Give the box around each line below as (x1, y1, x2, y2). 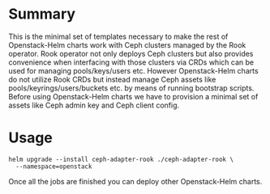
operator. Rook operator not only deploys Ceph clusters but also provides (8, 48, 254, 58)
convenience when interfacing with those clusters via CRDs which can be (8, 57, 254, 67)
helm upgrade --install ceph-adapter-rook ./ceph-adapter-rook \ (8, 155, 234, 163)
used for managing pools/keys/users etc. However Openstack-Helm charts (8, 65, 259, 75)
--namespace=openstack (15, 162, 92, 171)
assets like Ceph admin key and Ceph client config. (8, 100, 180, 110)
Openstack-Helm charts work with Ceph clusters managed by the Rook (8, 40, 246, 49)
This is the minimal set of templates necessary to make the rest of (8, 32, 229, 41)
